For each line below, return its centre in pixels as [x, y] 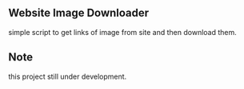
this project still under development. [68, 76]
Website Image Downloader [79, 13]
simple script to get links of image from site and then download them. [123, 32]
